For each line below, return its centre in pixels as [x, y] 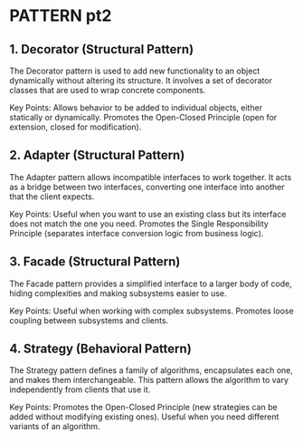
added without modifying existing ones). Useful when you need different [144, 417]
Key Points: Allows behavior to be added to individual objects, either [136, 108]
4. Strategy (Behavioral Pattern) [100, 349]
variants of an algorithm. [55, 427]
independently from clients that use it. [80, 389]
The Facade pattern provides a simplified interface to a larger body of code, [151, 283]
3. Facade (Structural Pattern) [95, 262]
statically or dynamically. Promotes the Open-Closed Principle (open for [143, 117]
